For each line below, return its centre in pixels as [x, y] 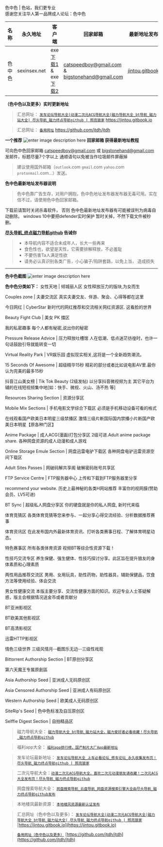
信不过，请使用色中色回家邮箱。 [49, 200]
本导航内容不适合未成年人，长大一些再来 [65, 243]
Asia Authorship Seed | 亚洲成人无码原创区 [48, 680]
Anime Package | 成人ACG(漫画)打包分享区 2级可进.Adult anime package [78, 435]
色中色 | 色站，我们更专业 [30, 8]
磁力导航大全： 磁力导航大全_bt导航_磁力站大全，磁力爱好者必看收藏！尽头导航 [87, 731]
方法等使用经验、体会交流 [31, 581]
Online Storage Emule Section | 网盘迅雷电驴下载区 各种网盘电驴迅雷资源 [78, 451]
